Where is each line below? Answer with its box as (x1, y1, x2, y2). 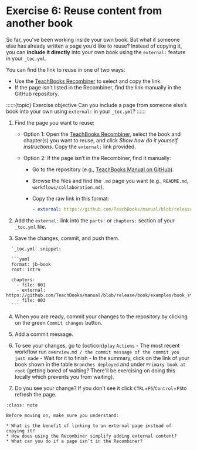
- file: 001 (16, 282, 46, 288)
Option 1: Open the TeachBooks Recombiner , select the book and (23, 131, 181, 138)
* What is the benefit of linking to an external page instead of (6, 422, 172, 429)
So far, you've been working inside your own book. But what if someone (6, 36, 180, 43)
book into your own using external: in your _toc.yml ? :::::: (6, 108, 146, 115)
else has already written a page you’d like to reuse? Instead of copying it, (6, 42, 182, 49)
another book (6, 16, 73, 30)
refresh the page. (14, 391, 57, 398)
